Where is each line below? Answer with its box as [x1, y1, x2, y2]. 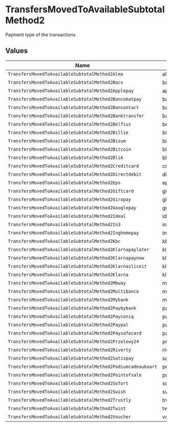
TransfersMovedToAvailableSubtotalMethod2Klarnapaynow [8, 255, 144, 261]
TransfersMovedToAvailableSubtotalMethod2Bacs [8, 79, 124, 85]
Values [5, 46, 28, 55]
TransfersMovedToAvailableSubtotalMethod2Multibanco [8, 288, 139, 294]
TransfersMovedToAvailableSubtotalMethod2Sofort [8, 380, 129, 386]
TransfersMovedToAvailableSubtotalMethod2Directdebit [8, 171, 142, 177]
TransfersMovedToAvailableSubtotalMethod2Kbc [8, 238, 121, 244]
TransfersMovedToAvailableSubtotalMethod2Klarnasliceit [8, 263, 147, 269]
